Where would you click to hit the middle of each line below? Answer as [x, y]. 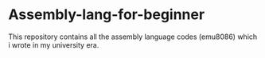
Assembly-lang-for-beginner [107, 15]
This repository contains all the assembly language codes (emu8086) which [133, 37]
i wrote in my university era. [54, 44]
